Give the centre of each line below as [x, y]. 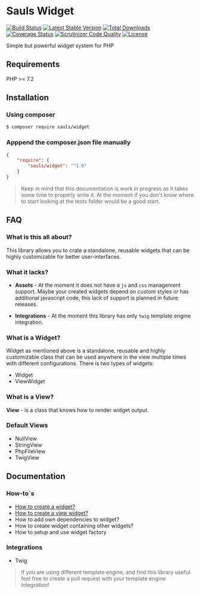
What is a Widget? [34, 338]
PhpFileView [30, 451]
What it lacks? [28, 272]
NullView [26, 438]
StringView [28, 445]
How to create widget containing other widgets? [74, 526]
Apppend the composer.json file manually [69, 143]
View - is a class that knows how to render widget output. [78, 410]
